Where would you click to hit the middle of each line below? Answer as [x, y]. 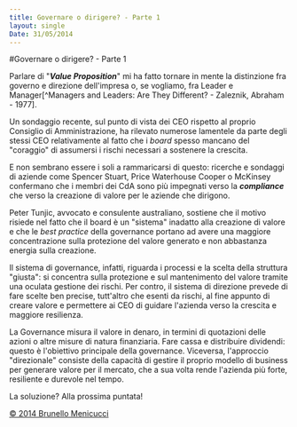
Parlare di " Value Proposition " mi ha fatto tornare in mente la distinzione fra [148, 76]
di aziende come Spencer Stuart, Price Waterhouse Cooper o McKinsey [140, 177]
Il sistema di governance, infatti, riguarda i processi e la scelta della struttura [148, 268]
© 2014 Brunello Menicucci [59, 414]
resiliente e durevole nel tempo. [66, 379]
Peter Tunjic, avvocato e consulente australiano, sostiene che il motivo [138, 213]
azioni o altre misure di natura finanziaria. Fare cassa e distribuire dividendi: [147, 342]
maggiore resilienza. [47, 315]
